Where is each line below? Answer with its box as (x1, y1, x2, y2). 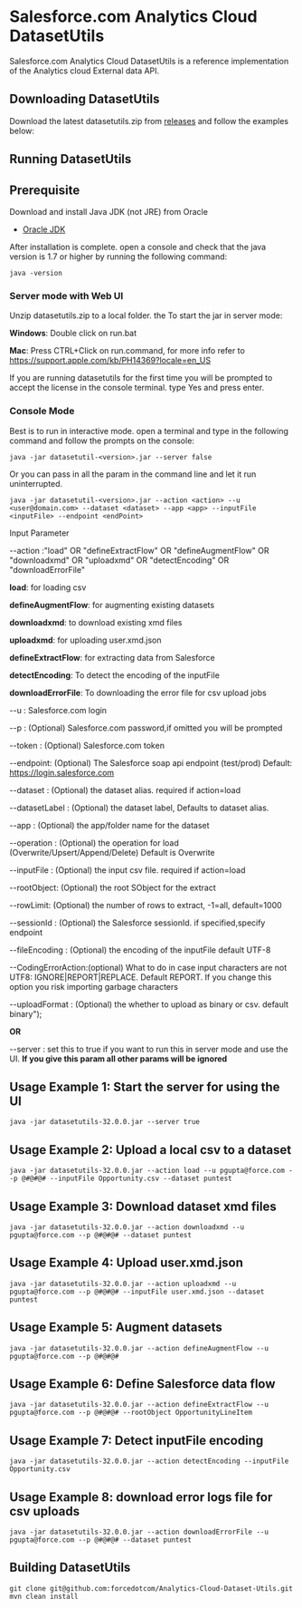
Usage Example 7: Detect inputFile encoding (9, 1432, 264, 1448)
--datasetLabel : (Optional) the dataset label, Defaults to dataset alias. (9, 802, 269, 813)
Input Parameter (9, 528, 70, 538)
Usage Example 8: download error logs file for (9, 1489, 273, 1505)
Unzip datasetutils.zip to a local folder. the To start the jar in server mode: (9, 310, 283, 321)
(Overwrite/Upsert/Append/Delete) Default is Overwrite (9, 847, 215, 857)
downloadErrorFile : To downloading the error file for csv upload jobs (9, 687, 267, 698)
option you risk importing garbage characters (9, 981, 179, 992)
